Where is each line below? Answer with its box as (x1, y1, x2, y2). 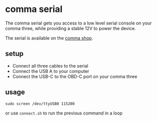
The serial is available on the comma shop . (5, 35, 93, 41)
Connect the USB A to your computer (12, 68, 89, 74)
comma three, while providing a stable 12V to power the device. (5, 25, 136, 31)
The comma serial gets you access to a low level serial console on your (5, 20, 152, 26)
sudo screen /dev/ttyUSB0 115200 (5, 101, 75, 106)
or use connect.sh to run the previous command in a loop (5, 110, 122, 116)
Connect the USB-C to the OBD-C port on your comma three (12, 73, 137, 79)
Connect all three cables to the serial (12, 62, 88, 68)
